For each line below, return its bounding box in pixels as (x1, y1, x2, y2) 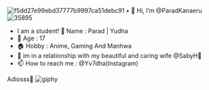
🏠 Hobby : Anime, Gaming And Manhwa (16, 42, 132, 50)
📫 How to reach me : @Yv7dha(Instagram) (16, 59, 139, 67)
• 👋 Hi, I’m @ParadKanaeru (125, 7, 202, 14)
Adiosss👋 (7, 75, 34, 83)
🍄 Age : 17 (16, 34, 46, 42)
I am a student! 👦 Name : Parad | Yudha (16, 27, 128, 35)
